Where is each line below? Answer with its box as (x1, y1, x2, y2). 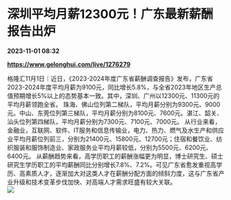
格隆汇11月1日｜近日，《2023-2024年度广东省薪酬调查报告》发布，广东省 (7, 74, 214, 83)
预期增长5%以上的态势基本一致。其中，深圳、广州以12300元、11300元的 (12, 91, 220, 100)
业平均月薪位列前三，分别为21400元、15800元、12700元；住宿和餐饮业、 (7, 134, 217, 143)
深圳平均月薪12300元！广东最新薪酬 (7, 6, 214, 22)
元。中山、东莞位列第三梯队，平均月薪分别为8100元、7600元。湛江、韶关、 (7, 108, 223, 117)
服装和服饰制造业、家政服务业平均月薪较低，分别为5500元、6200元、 (12, 143, 212, 152)
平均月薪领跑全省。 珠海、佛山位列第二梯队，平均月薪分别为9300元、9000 (7, 100, 221, 108)
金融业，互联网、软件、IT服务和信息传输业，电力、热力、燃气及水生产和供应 (7, 126, 224, 134)
